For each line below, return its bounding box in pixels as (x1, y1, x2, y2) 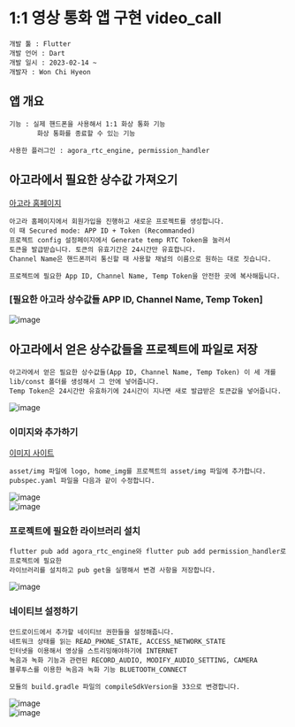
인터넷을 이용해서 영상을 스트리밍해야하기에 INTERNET (9, 647, 178, 655)
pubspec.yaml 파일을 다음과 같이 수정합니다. (9, 476, 155, 485)
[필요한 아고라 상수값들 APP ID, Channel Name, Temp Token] (9, 294, 263, 306)
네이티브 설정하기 (9, 605, 79, 617)
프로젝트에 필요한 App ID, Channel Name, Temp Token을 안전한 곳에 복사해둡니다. (9, 272, 281, 280)
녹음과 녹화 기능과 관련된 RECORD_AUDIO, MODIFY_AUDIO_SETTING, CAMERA (9, 655, 258, 664)
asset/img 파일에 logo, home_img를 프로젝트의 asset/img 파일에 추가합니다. (9, 466, 267, 476)
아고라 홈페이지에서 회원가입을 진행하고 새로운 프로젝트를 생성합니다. (9, 217, 225, 226)
